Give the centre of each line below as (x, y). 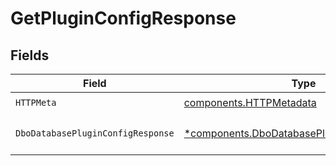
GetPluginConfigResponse (123, 18)
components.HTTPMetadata (250, 102)
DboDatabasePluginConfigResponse (95, 133)
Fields (30, 55)
